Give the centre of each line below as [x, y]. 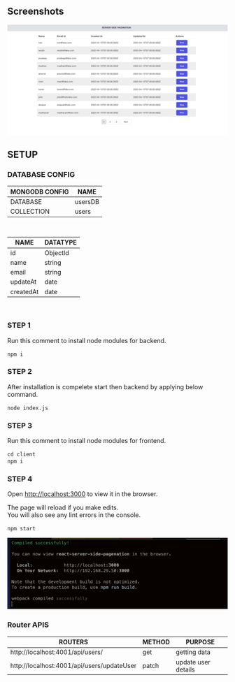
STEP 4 [20, 479]
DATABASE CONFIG [41, 175]
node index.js [28, 408]
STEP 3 [20, 426]
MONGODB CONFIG [40, 191]
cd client [22, 455]
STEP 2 [20, 372]
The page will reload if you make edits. [63, 508]
